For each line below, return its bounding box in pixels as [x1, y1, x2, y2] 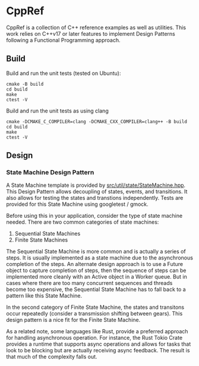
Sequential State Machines [14, 230, 81, 237]
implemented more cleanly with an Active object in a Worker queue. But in [6, 273, 187, 280]
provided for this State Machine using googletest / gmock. [6, 201, 149, 208]
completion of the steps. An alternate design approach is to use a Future [6, 261, 183, 268]
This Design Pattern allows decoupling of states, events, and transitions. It [6, 188, 188, 195]
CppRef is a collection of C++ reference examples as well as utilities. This [6, 24, 186, 31]
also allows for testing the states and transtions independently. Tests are [6, 195, 184, 202]
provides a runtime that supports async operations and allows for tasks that [6, 340, 191, 348]
